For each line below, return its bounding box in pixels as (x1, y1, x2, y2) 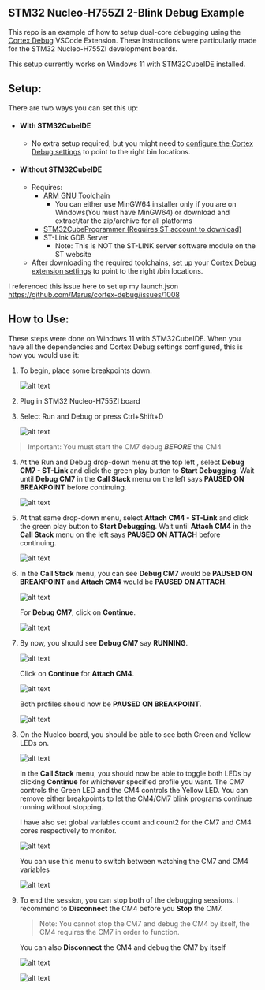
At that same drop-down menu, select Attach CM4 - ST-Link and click (19, 512, 249, 523)
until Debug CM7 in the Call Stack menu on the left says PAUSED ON (19, 474, 244, 483)
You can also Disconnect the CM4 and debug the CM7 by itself (19, 942, 226, 952)
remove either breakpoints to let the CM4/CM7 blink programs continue (19, 794, 252, 803)
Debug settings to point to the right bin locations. (31, 147, 191, 156)
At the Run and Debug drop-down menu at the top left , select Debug (19, 457, 244, 467)
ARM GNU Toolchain (43, 191, 110, 200)
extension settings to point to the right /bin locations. (31, 266, 203, 276)
